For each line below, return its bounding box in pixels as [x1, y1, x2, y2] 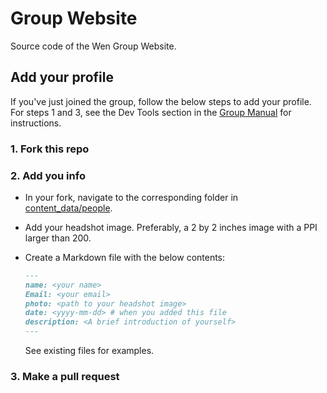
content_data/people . [24, 202, 113, 214]
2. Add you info [10, 168, 86, 182]
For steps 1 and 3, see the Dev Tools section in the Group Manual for [10, 106, 292, 118]
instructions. [10, 117, 62, 129]
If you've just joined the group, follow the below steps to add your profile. [10, 95, 312, 107]
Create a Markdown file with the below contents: [24, 251, 226, 263]
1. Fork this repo [10, 142, 90, 156]
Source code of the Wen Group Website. [10, 40, 177, 52]
